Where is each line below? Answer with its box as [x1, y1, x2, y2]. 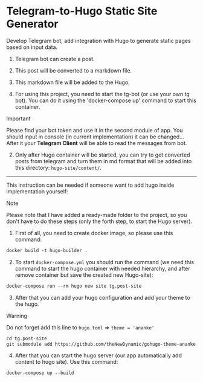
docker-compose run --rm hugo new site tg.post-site [6, 283, 142, 289]
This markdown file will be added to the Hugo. [14, 79, 130, 86]
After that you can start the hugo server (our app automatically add [14, 352, 182, 359]
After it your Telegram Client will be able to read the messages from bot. [6, 139, 187, 146]
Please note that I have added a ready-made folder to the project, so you [6, 211, 187, 218]
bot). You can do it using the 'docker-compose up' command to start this [14, 97, 196, 104]
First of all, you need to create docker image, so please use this [14, 229, 173, 236]
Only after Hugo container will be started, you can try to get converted [14, 151, 190, 158]
